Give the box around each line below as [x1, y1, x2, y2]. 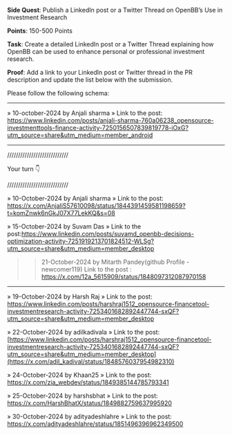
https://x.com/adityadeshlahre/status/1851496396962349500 [7, 420, 184, 428]
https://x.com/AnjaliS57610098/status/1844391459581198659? [7, 202, 186, 210]
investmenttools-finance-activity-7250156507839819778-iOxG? [7, 124, 188, 132]
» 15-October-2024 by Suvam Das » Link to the [7, 222, 142, 231]
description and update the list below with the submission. [7, 76, 173, 84]
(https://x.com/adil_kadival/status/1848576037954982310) [7, 357, 175, 366]
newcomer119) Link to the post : [41, 265, 133, 273]
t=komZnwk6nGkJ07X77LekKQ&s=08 [7, 209, 115, 217]
